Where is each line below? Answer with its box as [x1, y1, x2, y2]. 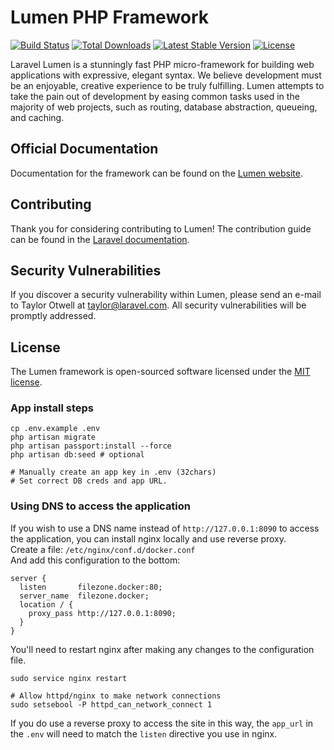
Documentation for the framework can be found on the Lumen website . [10, 167, 303, 179]
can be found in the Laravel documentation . [10, 233, 190, 245]
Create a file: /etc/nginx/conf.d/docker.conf [10, 543, 196, 555]
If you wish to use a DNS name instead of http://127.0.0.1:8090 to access [10, 522, 320, 534]
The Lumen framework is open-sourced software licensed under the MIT [10, 366, 311, 378]
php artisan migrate [10, 432, 97, 443]
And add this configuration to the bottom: [10, 554, 181, 566]
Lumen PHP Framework [10, 6, 210, 29]
